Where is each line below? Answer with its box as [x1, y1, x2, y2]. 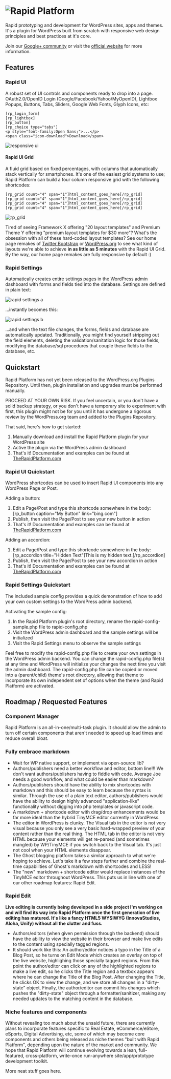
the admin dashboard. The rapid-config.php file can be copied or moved [5, 666, 158, 672]
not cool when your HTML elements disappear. [12, 847, 111, 853]
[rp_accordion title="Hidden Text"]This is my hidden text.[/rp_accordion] [12, 552, 165, 558]
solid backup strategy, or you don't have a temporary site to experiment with [5, 403, 166, 409]
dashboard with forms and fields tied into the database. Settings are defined [5, 281, 166, 287]
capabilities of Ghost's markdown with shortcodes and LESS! [23, 863, 152, 869]
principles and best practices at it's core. [5, 33, 91, 39]
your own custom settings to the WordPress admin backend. [5, 598, 133, 605]
